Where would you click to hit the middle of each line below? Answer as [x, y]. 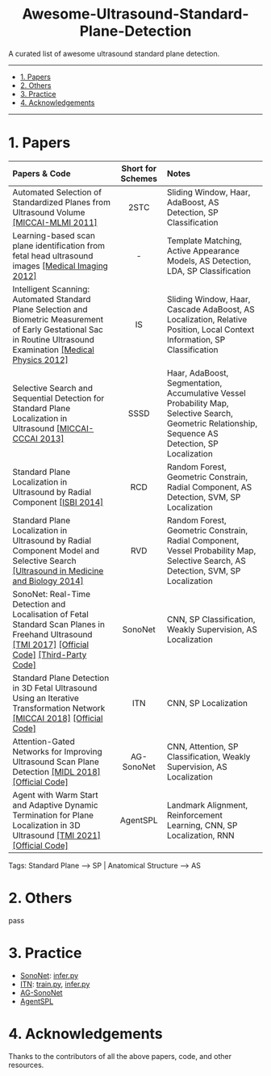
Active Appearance [203, 250]
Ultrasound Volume [49, 212]
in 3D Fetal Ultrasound [55, 687]
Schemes [139, 179]
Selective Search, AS [206, 561]
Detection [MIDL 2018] [56, 771]
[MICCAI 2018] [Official [58, 718]
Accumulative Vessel [206, 393]
